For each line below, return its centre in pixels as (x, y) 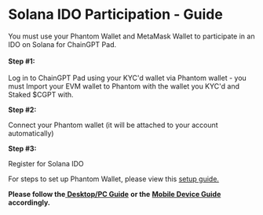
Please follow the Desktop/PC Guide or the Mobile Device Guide (115, 194)
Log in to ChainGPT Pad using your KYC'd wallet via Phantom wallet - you (128, 78)
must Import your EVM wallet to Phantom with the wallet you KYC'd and (124, 86)
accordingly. (29, 202)
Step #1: (22, 61)
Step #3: (22, 148)
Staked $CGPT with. (41, 94)
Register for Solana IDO (46, 163)
